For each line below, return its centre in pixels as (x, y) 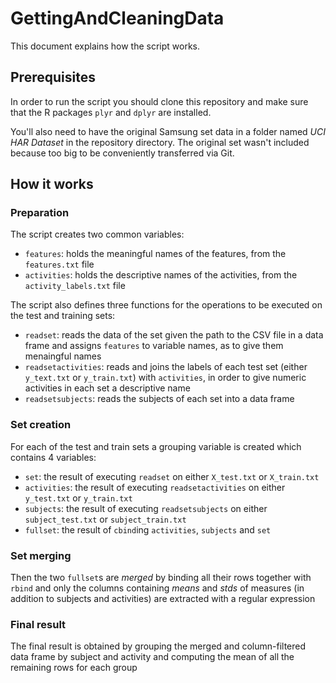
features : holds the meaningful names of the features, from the (155, 254)
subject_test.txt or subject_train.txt (105, 519)
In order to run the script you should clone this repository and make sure (159, 101)
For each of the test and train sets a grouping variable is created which (156, 446)
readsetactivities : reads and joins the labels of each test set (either (166, 367)
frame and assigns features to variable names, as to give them (154, 346)
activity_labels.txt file (75, 286)
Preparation (40, 213)
